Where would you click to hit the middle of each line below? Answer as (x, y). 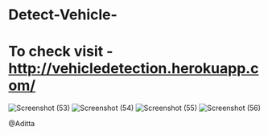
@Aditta (22, 124)
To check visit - (61, 52)
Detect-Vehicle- (63, 15)
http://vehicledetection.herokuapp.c (134, 69)
